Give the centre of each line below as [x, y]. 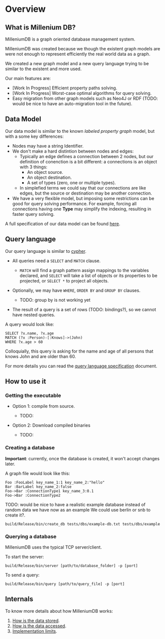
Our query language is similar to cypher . [46, 251]
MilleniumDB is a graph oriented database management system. [70, 39]
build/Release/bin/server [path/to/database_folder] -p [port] [72, 566]
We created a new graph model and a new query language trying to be [77, 63]
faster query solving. [33, 214]
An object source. [45, 172]
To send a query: [22, 575]
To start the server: [25, 557]
